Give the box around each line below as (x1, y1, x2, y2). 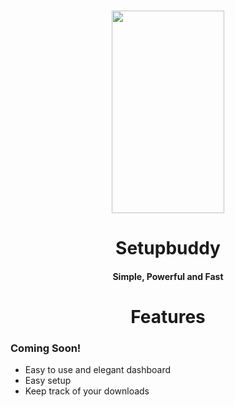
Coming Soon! (10, 341, 82, 355)
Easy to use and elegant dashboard (24, 364, 172, 376)
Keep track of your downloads (24, 385, 150, 397)
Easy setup (24, 375, 72, 387)
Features (130, 306, 206, 329)
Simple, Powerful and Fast (112, 270, 224, 282)
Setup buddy (115, 237, 221, 260)
